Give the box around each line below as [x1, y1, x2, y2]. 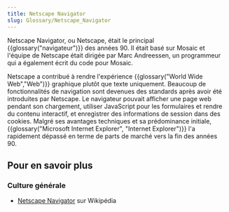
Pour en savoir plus [7, 159, 93, 171]
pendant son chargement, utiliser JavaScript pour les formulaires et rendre [7, 102, 223, 110]
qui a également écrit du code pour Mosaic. [7, 58, 133, 67]
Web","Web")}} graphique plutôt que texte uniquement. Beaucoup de [7, 79, 207, 88]
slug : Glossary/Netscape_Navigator [7, 17, 111, 24]
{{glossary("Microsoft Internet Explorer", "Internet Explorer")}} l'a [7, 124, 195, 133]
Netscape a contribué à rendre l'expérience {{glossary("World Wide [7, 72, 203, 81]
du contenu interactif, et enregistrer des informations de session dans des [7, 110, 221, 118]
